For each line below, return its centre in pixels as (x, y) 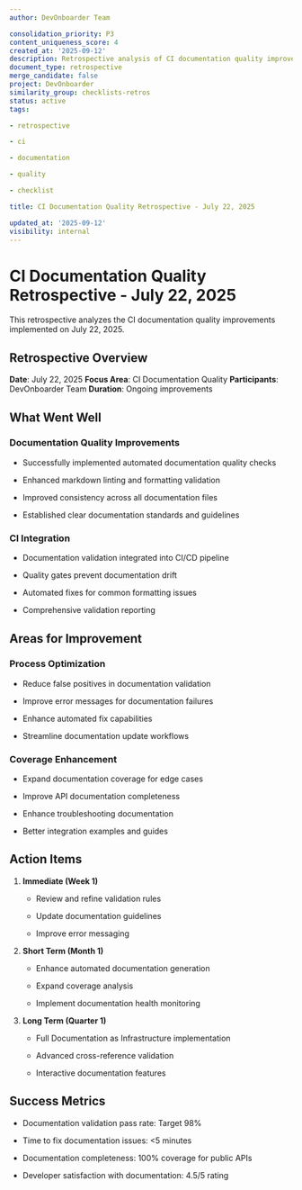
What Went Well (55, 417)
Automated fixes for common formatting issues (110, 593)
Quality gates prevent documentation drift (100, 575)
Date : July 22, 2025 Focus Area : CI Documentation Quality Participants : (144, 380)
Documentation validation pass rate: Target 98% (112, 1122)
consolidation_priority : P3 (62, 34)
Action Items (46, 859)
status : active (38, 101)
